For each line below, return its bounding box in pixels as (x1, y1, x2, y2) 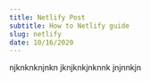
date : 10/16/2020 (9, 37, 74, 47)
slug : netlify (9, 29, 62, 38)
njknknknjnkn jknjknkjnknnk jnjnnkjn (9, 62, 141, 73)
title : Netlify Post (9, 12, 87, 22)
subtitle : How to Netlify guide (9, 21, 129, 30)
